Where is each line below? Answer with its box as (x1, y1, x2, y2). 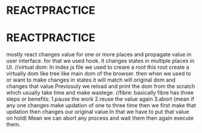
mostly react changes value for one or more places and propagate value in (6, 51, 192, 58)
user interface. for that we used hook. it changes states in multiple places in (6, 58, 195, 65)
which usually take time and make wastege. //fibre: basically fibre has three (6, 89, 194, 96)
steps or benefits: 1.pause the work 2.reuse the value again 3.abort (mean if (6, 95, 195, 102)
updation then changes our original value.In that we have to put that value (6, 108, 189, 116)
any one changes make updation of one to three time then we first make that (6, 102, 197, 109)
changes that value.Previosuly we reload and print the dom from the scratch (6, 83, 195, 90)
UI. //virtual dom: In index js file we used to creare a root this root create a (6, 64, 190, 71)
